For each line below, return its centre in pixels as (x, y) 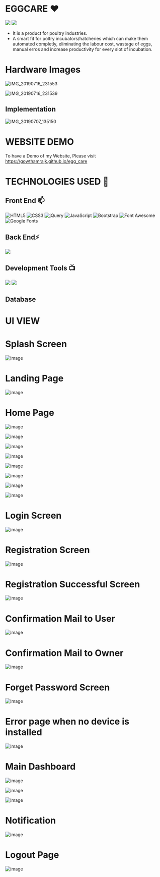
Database (21, 299)
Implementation (31, 109)
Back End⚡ (22, 237)
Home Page (30, 413)
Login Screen (33, 515)
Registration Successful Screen (73, 584)
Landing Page (34, 378)
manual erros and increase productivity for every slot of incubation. (82, 49)
